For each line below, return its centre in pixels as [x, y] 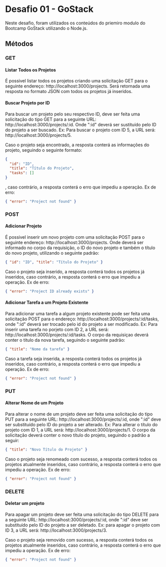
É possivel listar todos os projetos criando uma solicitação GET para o [76, 81]
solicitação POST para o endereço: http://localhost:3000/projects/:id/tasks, [82, 319]
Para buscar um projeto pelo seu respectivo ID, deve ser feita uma [73, 114]
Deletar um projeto [25, 503]
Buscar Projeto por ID [28, 103]
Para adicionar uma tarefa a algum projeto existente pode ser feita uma [78, 313]
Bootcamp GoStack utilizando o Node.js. [46, 28]
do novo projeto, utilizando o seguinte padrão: [52, 253]
